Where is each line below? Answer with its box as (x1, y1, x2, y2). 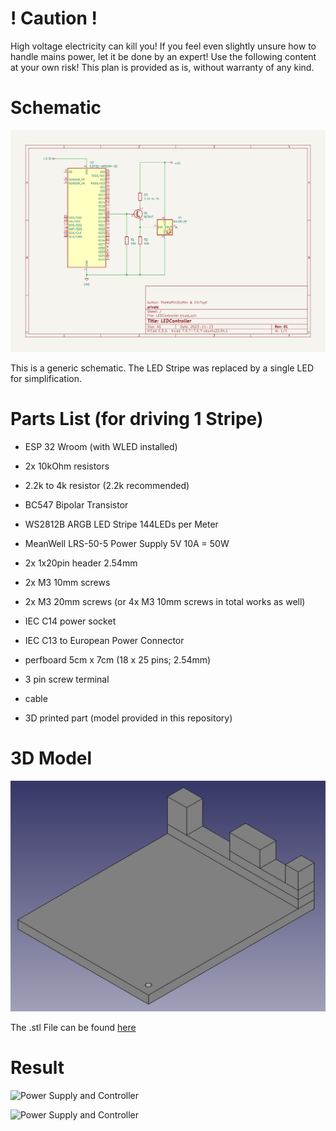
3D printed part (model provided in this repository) (24, 712, 233, 724)
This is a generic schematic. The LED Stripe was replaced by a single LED (10, 362, 314, 374)
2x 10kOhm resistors (24, 460, 110, 472)
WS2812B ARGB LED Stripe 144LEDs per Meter (24, 518, 219, 530)
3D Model (10, 747, 93, 769)
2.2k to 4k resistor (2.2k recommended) (24, 479, 190, 491)
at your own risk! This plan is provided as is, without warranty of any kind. (10, 61, 315, 73)
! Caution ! (10, 7, 98, 30)
